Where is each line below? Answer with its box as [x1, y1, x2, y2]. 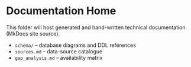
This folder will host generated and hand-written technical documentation [6, 24, 186, 31]
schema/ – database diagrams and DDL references [14, 42, 136, 49]
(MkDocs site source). [6, 30, 60, 37]
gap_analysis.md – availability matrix [14, 54, 103, 61]
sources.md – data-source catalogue [14, 47, 103, 55]
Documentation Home [6, 4, 116, 18]
